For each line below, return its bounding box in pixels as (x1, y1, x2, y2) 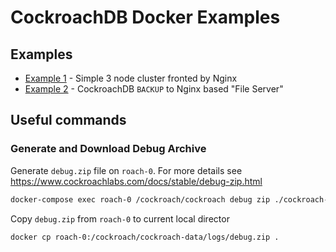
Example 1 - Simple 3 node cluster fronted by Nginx (24, 72, 238, 84)
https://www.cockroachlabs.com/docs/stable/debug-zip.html (10, 175, 263, 187)
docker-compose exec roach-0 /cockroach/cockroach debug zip (10, 194, 271, 205)
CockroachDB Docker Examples (10, 6, 281, 29)
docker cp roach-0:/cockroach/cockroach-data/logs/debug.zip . (10, 232, 280, 242)
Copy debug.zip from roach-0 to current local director (10, 212, 230, 225)
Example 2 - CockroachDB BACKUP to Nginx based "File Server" (24, 83, 284, 95)
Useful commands (10, 112, 127, 129)
